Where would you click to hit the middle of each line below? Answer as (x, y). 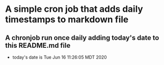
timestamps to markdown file (67, 19)
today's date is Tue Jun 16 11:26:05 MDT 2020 (59, 57)
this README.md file (38, 45)
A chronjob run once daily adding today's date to (82, 38)
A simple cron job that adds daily (74, 9)
